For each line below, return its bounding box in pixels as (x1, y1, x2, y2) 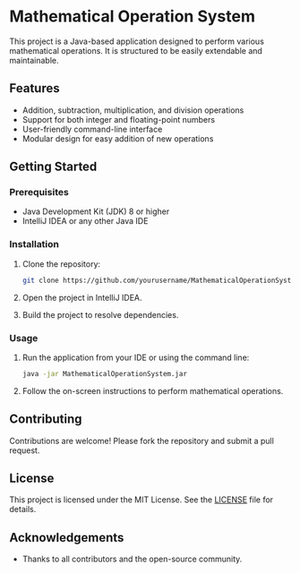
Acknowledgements (9, 530, 124, 545)
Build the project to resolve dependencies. (21, 309, 179, 320)
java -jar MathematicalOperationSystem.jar (21, 369, 188, 378)
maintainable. (9, 55, 59, 65)
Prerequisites (9, 186, 69, 199)
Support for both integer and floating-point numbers (21, 114, 216, 124)
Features (9, 81, 60, 96)
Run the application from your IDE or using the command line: (21, 352, 250, 363)
